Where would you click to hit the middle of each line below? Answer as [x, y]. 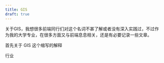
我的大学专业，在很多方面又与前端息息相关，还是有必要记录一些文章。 [80, 35]
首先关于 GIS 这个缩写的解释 [34, 45]
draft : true [17, 14]
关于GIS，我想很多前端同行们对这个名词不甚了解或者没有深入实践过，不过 [80, 29]
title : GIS [16, 10]
